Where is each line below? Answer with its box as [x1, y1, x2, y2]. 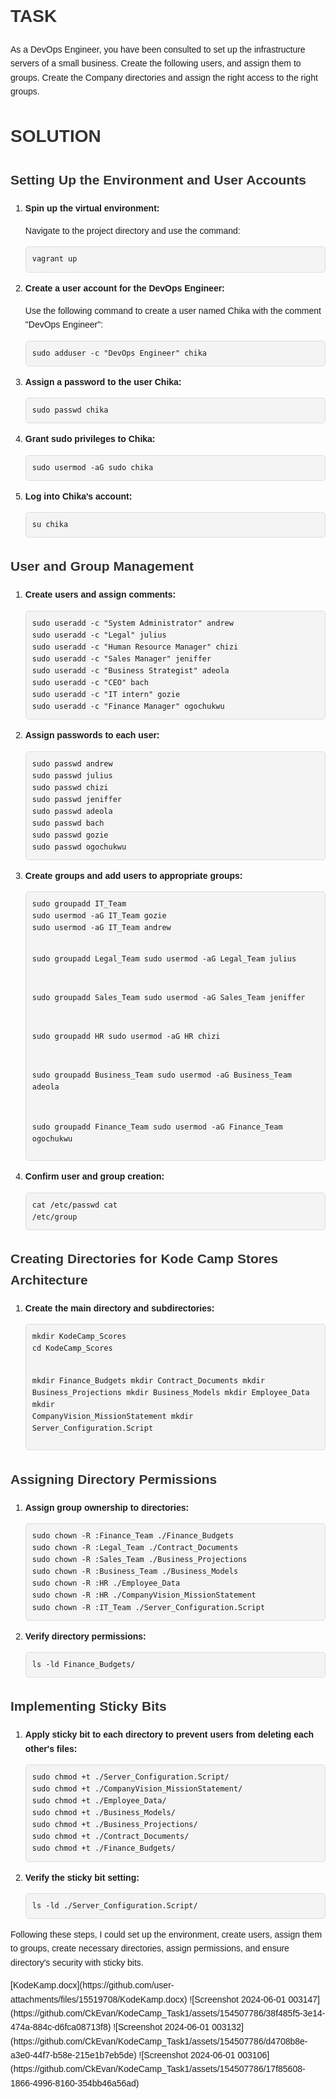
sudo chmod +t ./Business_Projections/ [31, 1820, 198, 1830]
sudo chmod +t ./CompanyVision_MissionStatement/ [31, 1784, 243, 1794]
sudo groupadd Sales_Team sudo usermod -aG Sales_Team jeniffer [31, 993, 306, 1003]
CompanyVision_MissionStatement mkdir [31, 1412, 194, 1422]
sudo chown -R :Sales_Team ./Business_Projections [31, 1555, 248, 1565]
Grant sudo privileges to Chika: [24, 433, 156, 445]
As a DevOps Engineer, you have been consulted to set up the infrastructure [10, 43, 306, 55]
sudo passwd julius [31, 770, 113, 781]
